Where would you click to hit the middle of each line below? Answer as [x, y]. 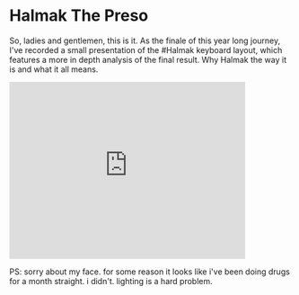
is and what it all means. [54, 69]
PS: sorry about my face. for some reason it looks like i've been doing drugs [149, 272]
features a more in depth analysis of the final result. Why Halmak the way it [148, 59]
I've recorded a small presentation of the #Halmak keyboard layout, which [146, 49]
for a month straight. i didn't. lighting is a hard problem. [111, 281]
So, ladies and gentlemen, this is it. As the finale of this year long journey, [145, 40]
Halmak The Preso [79, 16]
